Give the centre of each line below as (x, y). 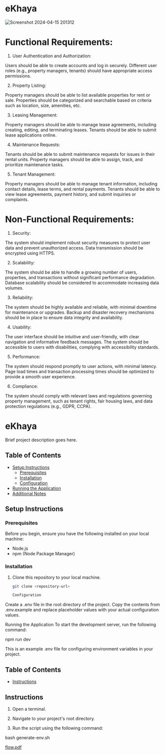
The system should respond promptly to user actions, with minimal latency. (81, 366)
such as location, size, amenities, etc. (43, 105)
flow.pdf (14, 747)
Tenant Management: (34, 174)
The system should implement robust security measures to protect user (78, 243)
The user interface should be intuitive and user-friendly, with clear (72, 336)
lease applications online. (31, 135)
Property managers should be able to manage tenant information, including (81, 183)
